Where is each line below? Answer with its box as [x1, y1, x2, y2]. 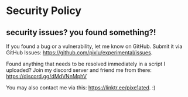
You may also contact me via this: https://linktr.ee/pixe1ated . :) [6, 84, 156, 91]
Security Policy [6, 4, 82, 18]
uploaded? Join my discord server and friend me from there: [6, 67, 152, 74]
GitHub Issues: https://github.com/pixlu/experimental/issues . [6, 49, 153, 56]
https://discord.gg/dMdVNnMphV [6, 73, 87, 79]
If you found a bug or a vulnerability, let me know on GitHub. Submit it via [6, 43, 183, 50]
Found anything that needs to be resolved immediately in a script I [6, 60, 166, 67]
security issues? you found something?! [6, 27, 156, 37]
